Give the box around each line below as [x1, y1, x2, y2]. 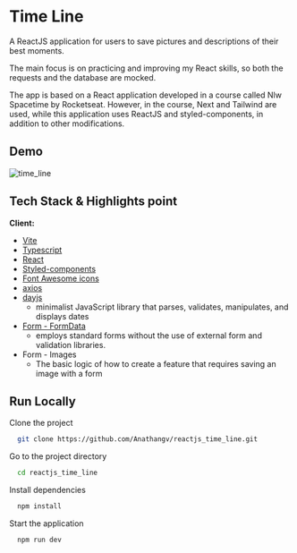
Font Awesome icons [21, 273, 100, 284]
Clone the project [9, 418, 73, 429]
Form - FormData [21, 320, 87, 331]
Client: [9, 217, 35, 228]
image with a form [35, 368, 103, 379]
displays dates [35, 311, 89, 321]
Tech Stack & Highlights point [9, 194, 177, 209]
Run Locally [9, 394, 76, 409]
